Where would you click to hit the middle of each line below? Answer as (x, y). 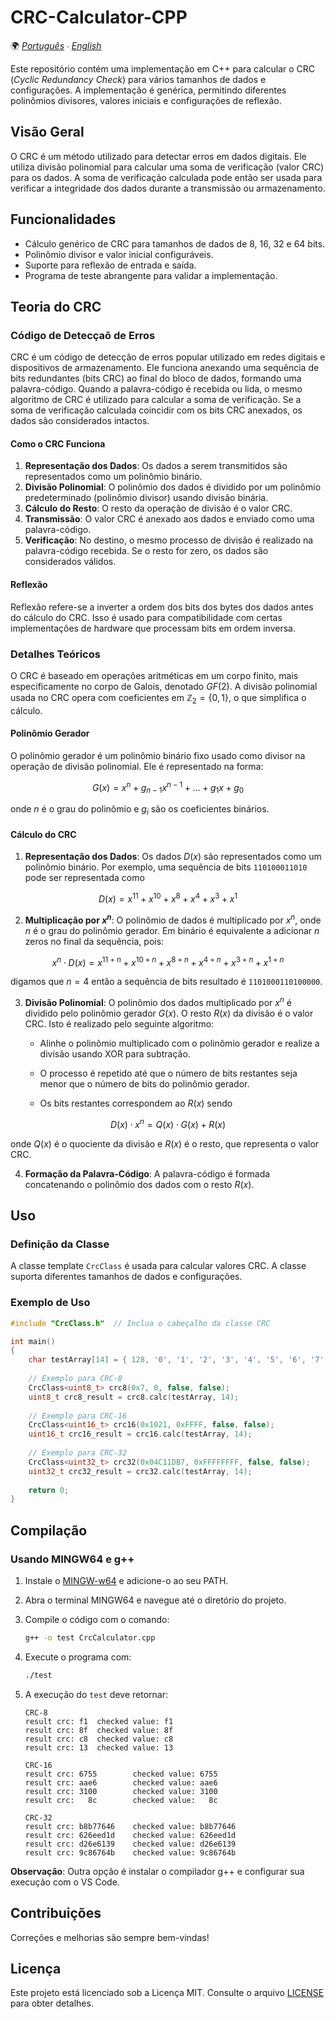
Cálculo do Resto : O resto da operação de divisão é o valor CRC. (158, 508)
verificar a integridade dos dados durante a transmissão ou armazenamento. (168, 188)
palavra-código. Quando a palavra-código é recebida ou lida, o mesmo (156, 389)
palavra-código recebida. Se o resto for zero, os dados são (146, 551)
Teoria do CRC (56, 306)
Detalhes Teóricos (55, 654)
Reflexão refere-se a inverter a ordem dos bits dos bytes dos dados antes (162, 607)
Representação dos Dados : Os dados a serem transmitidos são (156, 466)
